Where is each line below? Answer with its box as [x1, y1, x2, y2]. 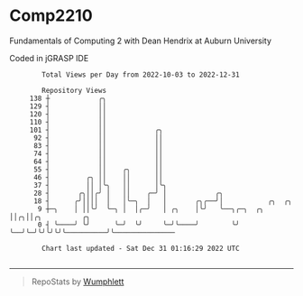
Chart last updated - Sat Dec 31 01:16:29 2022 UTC [41, 244, 241, 253]
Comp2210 [9, 5, 93, 26]
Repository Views [41, 86, 106, 95]
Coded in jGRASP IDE [9, 52, 89, 63]
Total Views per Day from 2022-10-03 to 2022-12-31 [41, 69, 241, 79]
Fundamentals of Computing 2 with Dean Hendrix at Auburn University [9, 35, 272, 46]
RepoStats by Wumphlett [31, 276, 124, 287]
